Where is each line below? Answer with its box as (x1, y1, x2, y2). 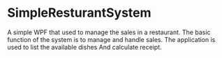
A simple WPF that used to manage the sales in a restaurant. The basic (7, 28, 211, 36)
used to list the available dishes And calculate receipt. (7, 43, 162, 51)
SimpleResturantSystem (7, 5, 151, 21)
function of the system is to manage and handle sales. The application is (7, 35, 216, 43)
